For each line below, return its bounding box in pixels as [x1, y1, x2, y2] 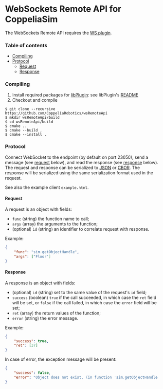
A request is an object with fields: [5, 206, 72, 212]
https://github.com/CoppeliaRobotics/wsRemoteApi [5, 111, 108, 115]
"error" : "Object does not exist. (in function [14, 375, 112, 380]
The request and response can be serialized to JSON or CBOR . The [5, 165, 140, 170]
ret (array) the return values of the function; [12, 310, 101, 316]
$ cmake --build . [5, 128, 42, 132]
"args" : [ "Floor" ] [14, 254, 51, 259]
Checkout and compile [12, 97, 57, 103]
